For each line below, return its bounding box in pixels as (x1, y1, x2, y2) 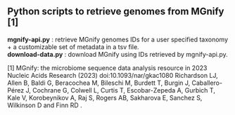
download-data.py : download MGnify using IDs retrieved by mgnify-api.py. (7, 50, 228, 58)
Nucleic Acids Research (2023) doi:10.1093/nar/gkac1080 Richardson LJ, (7, 71, 218, 79)
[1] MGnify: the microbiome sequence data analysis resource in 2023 (7, 63, 208, 72)
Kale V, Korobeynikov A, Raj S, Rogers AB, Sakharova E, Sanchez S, (7, 93, 203, 102)
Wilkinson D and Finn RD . (7, 101, 82, 109)
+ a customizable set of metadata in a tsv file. (7, 42, 139, 51)
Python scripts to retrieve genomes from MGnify (7, 6, 224, 18)
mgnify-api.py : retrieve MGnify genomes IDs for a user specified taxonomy (7, 35, 229, 43)
